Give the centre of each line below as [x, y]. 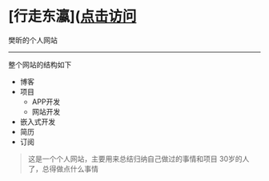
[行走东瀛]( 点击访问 [72, 16]
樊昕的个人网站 [33, 40]
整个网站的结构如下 [40, 64]
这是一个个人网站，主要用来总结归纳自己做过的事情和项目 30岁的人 [139, 159]
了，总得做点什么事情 [63, 168]
